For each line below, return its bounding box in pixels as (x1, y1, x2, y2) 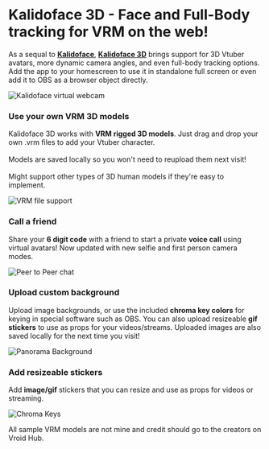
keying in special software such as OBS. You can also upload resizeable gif (8, 314, 258, 323)
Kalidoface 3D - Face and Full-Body (8, 6, 250, 24)
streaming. (8, 393, 44, 403)
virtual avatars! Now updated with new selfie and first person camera (8, 243, 238, 253)
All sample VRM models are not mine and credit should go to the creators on (8, 425, 262, 435)
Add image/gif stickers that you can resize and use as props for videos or (8, 385, 254, 395)
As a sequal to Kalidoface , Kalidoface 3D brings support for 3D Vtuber (8, 49, 245, 59)
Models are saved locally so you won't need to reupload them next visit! (8, 154, 247, 164)
